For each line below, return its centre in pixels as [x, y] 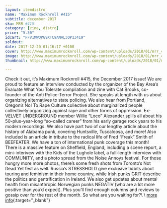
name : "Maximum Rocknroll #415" [39, 14]
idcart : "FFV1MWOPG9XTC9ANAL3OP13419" [45, 38]
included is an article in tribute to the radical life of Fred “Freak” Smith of [79, 137]
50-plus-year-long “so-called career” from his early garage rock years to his [83, 121]
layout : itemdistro [25, 10]
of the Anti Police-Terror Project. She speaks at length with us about [92, 95]
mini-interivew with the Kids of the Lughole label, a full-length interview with [83, 153]
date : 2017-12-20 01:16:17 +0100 [40, 47]
